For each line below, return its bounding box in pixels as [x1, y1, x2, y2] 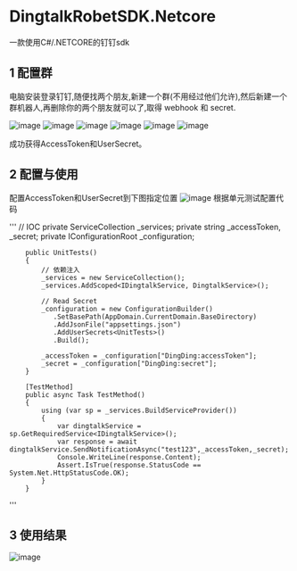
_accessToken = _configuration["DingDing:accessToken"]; [41, 351, 257, 360]
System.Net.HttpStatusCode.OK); [9, 468, 129, 477]
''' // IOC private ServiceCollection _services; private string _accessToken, [9, 221, 281, 232]
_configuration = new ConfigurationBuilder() [41, 304, 214, 313]
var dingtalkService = [56, 421, 142, 430]
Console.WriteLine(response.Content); [56, 452, 202, 461]
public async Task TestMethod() [25, 390, 145, 399]
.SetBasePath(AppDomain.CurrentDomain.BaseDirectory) [53, 312, 257, 321]
